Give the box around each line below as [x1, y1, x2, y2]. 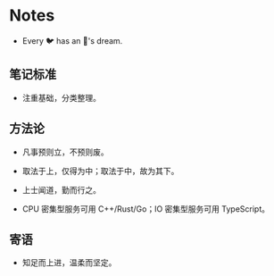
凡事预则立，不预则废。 [21, 146, 109, 157]
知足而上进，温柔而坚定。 [21, 257, 117, 268]
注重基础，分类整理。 [21, 92, 101, 103]
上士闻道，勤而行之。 [21, 184, 101, 195]
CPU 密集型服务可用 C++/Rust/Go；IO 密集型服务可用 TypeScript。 [21, 203, 270, 214]
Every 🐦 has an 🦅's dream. [21, 35, 123, 46]
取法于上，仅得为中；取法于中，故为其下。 [21, 165, 179, 176]
